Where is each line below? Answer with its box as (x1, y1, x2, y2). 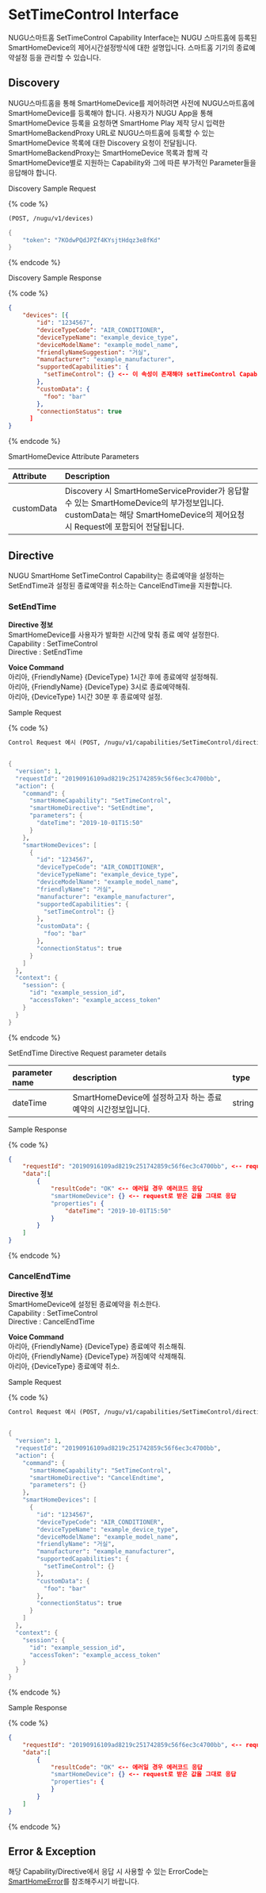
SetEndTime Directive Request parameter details (8, 1048, 167, 1058)
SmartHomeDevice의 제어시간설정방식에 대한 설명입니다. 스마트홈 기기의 (8, 42, 235, 52)
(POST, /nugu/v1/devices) (8, 214, 93, 222)
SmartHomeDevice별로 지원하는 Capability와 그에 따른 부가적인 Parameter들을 (8, 157, 256, 168)
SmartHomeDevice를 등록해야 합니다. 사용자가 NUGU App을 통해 (8, 108, 214, 118)
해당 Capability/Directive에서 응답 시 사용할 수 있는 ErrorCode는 (8, 1867, 209, 1876)
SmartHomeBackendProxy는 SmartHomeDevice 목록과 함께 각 (8, 148, 208, 157)
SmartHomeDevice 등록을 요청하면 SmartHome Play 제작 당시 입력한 (8, 118, 226, 128)
